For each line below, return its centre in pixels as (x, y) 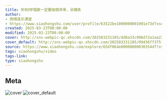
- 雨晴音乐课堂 (19, 19)
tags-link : (16, 56)
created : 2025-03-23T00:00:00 (37, 28)
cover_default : (21, 42)
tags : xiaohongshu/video (31, 51)
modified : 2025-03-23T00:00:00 (38, 33)
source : (13, 47)
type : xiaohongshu (24, 61)
